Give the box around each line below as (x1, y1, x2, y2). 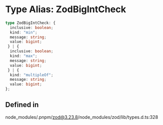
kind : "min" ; (10, 29, 38, 35)
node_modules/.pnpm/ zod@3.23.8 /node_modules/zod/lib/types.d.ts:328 (5, 114, 158, 120)
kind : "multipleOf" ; (10, 72, 53, 77)
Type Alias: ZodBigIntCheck (5, 4, 126, 15)
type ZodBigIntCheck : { (5, 20, 56, 25)
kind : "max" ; (10, 53, 38, 59)
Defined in (5, 101, 39, 109)
